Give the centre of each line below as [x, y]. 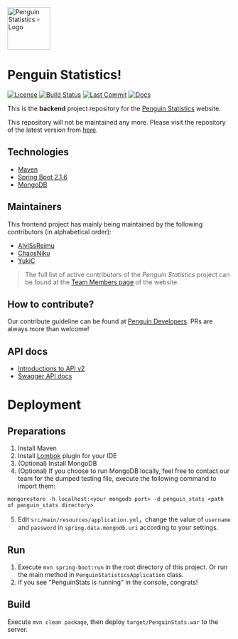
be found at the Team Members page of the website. [102, 282]
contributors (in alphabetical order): [59, 232]
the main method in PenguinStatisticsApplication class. [101, 575]
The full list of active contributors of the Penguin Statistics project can [127, 274]
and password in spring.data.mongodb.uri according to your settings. [118, 528]
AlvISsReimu [36, 245]
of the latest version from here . [53, 130]
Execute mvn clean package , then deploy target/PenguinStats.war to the [113, 622]
